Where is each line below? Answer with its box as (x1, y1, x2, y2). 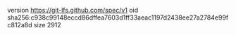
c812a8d (7, 21, 32, 29)
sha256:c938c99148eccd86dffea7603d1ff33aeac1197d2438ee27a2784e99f (7, 13, 229, 22)
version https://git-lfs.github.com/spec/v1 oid (7, 6, 139, 14)
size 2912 (33, 21, 61, 29)
